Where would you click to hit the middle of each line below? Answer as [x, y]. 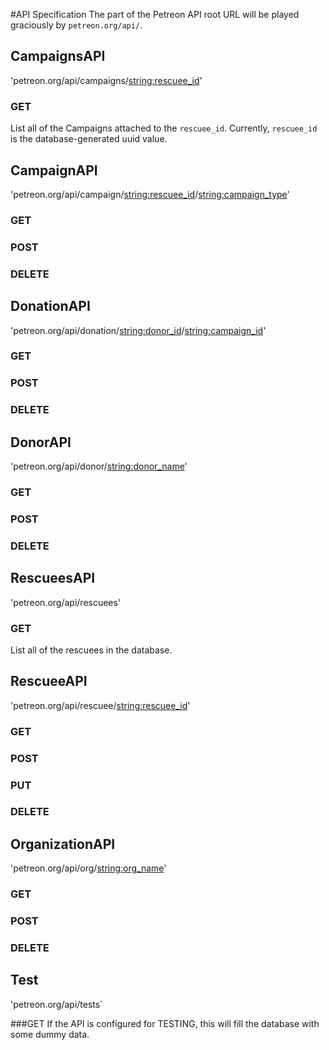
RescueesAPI [53, 578]
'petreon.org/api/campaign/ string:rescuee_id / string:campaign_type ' [150, 194]
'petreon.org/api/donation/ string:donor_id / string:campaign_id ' [138, 330]
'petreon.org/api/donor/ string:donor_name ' [99, 466]
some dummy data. [50, 1034]
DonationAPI [50, 306]
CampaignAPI [54, 170]
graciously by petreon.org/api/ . [76, 25]
